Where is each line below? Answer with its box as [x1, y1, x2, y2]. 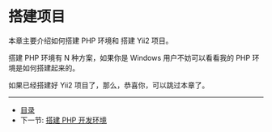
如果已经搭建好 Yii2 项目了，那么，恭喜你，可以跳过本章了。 [8, 80, 210, 90]
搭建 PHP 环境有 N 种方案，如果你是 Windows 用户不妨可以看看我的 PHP [8, 53, 251, 62]
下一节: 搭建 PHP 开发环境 [19, 115, 107, 125]
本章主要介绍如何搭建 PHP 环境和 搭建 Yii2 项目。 [8, 36, 173, 45]
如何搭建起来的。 [22, 62, 79, 73]
